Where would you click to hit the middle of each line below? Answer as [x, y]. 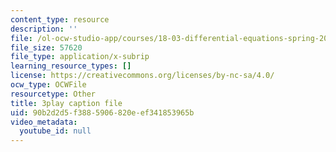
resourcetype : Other [53, 94]
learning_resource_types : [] [71, 66]
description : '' [44, 29]
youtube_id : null [55, 131]
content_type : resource [60, 19]
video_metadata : [44, 122]
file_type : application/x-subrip [80, 57]
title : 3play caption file [66, 103]
